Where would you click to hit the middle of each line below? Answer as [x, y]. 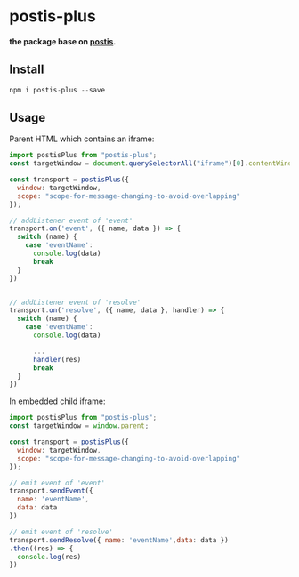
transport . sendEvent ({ [51, 491]
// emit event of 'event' [57, 483]
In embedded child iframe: [57, 401]
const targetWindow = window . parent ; [79, 426]
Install [27, 70]
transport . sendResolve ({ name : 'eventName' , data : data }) [119, 540]
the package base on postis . [63, 41]
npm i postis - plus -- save [57, 90]
